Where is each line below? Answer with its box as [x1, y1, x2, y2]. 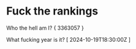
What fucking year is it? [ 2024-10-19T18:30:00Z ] [6, 36, 131, 43]
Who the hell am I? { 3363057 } [6, 24, 84, 31]
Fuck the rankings [6, 4, 99, 18]
